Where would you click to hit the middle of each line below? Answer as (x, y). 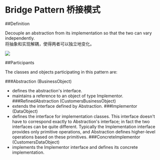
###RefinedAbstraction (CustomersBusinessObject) (64, 101)
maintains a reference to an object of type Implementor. (68, 96)
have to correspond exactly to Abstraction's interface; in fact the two (81, 121)
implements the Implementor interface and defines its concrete (75, 147)
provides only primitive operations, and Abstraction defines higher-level (84, 131)
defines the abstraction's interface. (47, 90)
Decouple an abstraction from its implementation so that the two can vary (79, 33)
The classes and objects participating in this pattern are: (61, 72)
